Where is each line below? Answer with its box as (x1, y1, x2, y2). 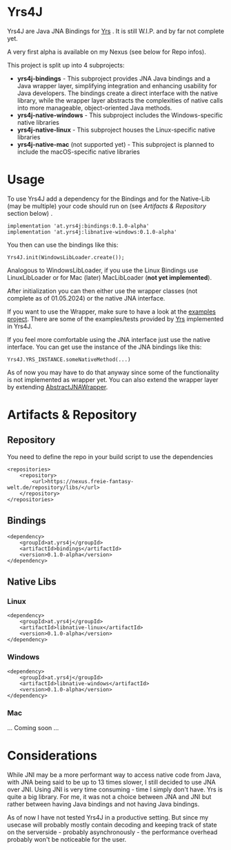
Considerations (7, 748, 98, 764)
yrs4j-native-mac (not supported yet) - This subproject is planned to (17, 140, 215, 148)
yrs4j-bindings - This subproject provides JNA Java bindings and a (17, 74, 210, 83)
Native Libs (7, 576, 57, 588)
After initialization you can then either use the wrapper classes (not (7, 287, 198, 295)
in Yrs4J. (7, 322, 32, 330)
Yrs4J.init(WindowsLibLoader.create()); (7, 254, 125, 261)
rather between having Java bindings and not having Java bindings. (7, 800, 200, 808)
